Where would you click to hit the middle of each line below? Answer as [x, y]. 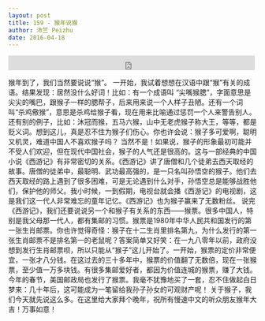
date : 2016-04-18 [37, 37]
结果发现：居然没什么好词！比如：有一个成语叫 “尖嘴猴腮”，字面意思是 [136, 92]
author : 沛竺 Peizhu [41, 30]
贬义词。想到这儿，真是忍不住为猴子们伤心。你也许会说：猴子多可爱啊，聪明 [132, 132]
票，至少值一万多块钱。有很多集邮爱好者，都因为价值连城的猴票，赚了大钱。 [132, 270]
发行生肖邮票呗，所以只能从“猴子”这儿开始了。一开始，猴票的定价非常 [136, 250]
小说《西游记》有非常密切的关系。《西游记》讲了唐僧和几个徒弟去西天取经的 [131, 162]
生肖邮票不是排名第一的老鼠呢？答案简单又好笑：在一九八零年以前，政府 [132, 241]
